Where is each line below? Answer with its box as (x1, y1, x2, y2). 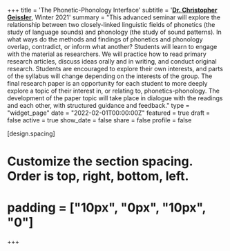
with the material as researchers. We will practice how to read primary (7, 50, 207, 58)
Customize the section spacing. (7, 154, 193, 169)
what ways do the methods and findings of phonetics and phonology (7, 35, 203, 44)
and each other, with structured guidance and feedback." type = (7, 102, 190, 109)
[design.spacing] (7, 129, 55, 138)
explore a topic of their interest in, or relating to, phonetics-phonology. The (7, 86, 220, 95)
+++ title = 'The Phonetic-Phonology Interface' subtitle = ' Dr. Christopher (7, 6, 218, 14)
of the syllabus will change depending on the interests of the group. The (7, 72, 213, 80)
